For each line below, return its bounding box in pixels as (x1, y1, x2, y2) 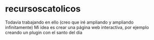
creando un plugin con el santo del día (5, 29, 82, 35)
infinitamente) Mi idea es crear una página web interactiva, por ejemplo (5, 24, 149, 30)
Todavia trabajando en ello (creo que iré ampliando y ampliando (5, 19, 134, 25)
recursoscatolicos (5, 3, 81, 14)
